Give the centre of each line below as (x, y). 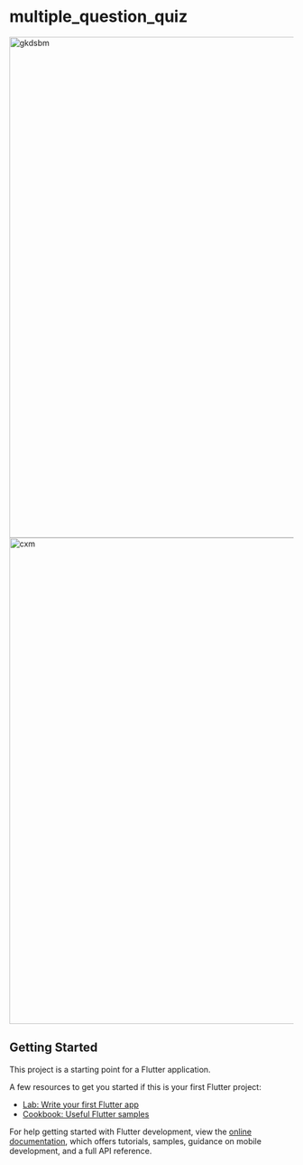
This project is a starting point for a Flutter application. (110, 1069)
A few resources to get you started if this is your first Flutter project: (135, 1086)
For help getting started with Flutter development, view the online (131, 1132)
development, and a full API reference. (81, 1151)
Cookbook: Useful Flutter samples (86, 1113)
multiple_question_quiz (98, 17)
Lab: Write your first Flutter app (81, 1104)
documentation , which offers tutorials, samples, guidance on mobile (135, 1141)
